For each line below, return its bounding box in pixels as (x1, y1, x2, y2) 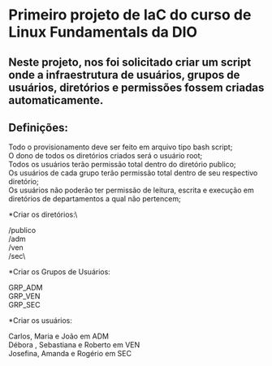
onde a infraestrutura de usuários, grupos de (8, 67, 240, 82)
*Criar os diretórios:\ (8, 209, 78, 220)
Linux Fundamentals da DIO (8, 23, 197, 41)
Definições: (8, 120, 69, 135)
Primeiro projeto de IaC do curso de (8, 6, 252, 24)
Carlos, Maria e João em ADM (8, 331, 110, 342)
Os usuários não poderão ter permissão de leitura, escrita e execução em (8, 185, 254, 196)
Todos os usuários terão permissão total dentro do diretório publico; (8, 160, 237, 170)
